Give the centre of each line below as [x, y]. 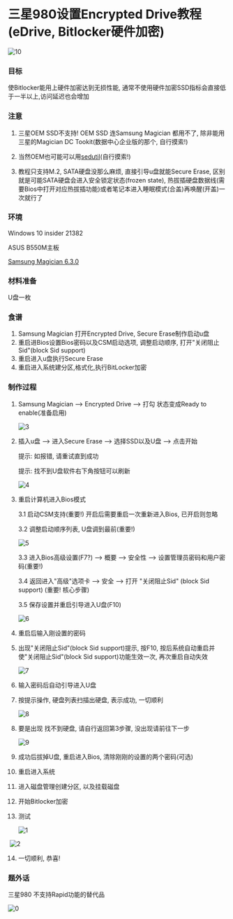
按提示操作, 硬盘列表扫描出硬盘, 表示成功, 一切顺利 [90, 699]
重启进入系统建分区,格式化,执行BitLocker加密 [82, 367]
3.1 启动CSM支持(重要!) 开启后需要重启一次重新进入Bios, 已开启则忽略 [118, 514]
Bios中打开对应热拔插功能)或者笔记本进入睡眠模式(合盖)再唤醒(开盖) [121, 189]
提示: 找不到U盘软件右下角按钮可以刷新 [74, 471]
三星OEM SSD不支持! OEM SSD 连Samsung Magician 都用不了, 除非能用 [121, 133]
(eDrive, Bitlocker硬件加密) [86, 32]
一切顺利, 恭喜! [39, 858]
